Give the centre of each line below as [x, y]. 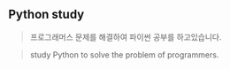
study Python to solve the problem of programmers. [124, 54]
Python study [46, 15]
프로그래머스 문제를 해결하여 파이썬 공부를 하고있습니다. [126, 37]
